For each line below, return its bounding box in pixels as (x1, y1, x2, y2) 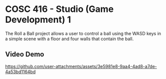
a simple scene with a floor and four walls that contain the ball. (5, 36, 134, 42)
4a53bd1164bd (5, 69, 36, 75)
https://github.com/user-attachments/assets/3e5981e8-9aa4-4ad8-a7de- (5, 63, 157, 69)
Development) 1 (5, 14, 71, 25)
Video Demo (5, 50, 44, 59)
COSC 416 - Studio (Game (5, 3, 114, 15)
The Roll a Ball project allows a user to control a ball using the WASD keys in (5, 30, 161, 36)
